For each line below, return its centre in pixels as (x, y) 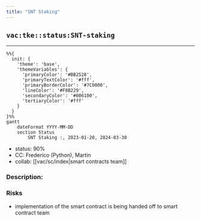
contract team (32, 213)
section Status (36, 132)
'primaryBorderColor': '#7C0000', (65, 85)
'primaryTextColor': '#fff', (58, 80)
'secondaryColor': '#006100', (60, 96)
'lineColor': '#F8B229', (53, 90)
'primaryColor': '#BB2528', (57, 75)
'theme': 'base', (39, 64)
